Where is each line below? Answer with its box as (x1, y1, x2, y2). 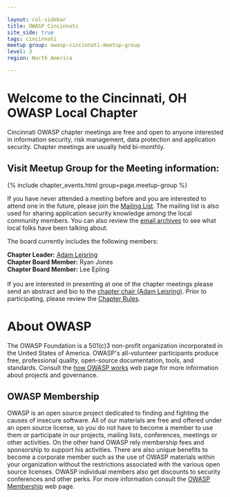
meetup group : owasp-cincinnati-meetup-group (7, 42, 140, 49)
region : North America (7, 55, 73, 62)
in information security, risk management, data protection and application (7, 135, 216, 144)
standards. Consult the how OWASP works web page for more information (7, 363, 219, 371)
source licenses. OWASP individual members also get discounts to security (7, 467, 221, 476)
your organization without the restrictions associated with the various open (7, 460, 220, 469)
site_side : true (7, 29, 54, 36)
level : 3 (7, 48, 32, 55)
